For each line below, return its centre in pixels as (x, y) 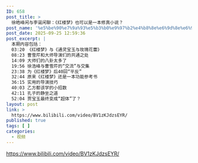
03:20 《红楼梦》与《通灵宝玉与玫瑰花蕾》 (57, 50)
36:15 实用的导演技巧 (35, 83)
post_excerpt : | (26, 39)
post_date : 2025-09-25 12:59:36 (46, 33)
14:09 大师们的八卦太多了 (39, 60)
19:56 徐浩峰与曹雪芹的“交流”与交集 (51, 66)
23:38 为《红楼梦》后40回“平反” (47, 72)
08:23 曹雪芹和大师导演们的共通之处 (50, 55)
